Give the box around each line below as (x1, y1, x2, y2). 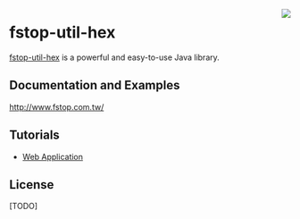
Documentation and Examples (9, 78, 180, 93)
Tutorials (9, 128, 60, 143)
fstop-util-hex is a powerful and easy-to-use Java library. (9, 52, 221, 63)
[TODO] (9, 201, 38, 212)
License (9, 177, 54, 192)
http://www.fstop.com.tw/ (9, 101, 104, 112)
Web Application (21, 151, 83, 162)
